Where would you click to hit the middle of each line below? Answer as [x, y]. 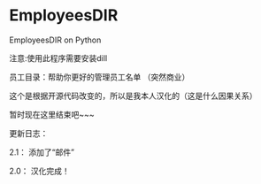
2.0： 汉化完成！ [39, 171]
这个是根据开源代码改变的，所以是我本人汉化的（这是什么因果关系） [133, 96]
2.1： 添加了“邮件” [42, 152]
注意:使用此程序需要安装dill [58, 57]
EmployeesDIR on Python [55, 40]
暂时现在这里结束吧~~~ [52, 114]
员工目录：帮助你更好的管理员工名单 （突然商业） [100, 77]
